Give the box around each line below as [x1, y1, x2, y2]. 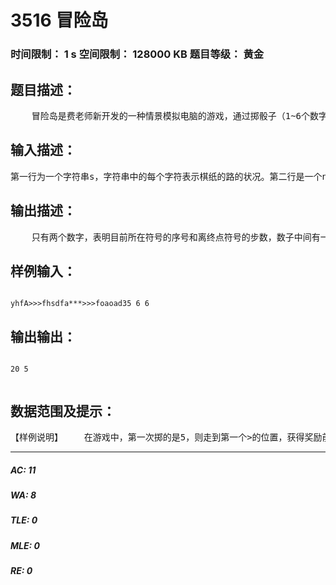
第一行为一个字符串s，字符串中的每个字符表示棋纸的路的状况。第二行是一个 [10, 171, 323, 182]
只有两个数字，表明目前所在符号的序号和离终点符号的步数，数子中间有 [31, 231, 321, 243]
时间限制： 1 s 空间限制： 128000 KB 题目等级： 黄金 [10, 47, 265, 61]
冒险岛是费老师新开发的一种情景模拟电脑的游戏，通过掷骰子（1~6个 [31, 110, 310, 121]
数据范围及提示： [10, 402, 116, 420]
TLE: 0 [10, 514, 38, 526]
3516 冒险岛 [10, 9, 109, 32]
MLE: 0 [10, 539, 40, 551]
